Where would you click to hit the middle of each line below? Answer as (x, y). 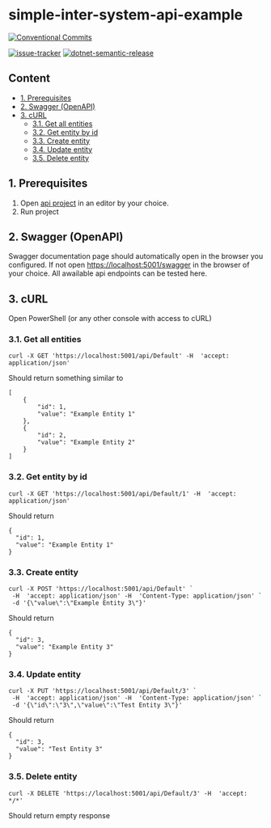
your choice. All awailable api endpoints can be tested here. (108, 273)
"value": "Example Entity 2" (87, 442)
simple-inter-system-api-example (126, 15)
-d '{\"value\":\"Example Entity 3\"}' (79, 603)
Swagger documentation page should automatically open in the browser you (136, 256)
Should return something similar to (66, 378)
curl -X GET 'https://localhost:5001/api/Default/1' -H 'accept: (123, 494)
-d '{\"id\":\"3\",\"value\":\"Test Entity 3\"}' (97, 705)
